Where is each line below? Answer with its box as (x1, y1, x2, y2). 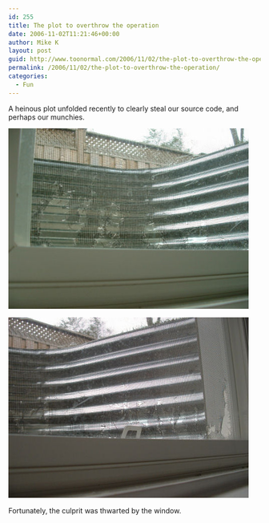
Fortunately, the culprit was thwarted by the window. (8, 505, 182, 515)
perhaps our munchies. (8, 112, 86, 122)
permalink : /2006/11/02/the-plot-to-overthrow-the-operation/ (8, 64, 220, 72)
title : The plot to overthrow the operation (8, 21, 159, 30)
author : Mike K (8, 39, 59, 47)
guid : (8, 55, 26, 63)
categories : (8, 72, 48, 80)
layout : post (8, 47, 52, 55)
